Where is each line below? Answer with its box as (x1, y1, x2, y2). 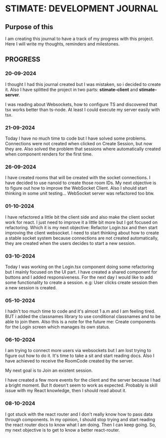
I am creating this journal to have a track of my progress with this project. (5, 36, 154, 41)
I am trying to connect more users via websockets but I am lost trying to (5, 348, 152, 354)
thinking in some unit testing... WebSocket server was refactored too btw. (5, 191, 155, 197)
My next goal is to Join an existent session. (5, 367, 93, 373)
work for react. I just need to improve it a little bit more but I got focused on (5, 219, 158, 225)
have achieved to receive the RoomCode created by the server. (5, 358, 134, 364)
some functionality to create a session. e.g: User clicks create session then (5, 279, 158, 285)
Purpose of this (5, 23, 53, 31)
